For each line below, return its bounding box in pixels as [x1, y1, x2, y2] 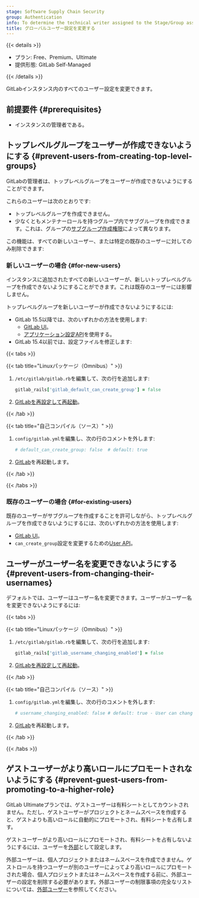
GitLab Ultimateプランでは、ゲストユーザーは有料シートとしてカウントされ [6, 801, 189, 808]
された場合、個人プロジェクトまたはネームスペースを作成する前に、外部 [6, 871, 182, 878]
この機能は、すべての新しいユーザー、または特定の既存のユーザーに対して [6, 237, 187, 245]
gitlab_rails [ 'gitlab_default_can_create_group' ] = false [14, 387, 161, 393]
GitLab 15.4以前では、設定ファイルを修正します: [14, 338, 132, 345]
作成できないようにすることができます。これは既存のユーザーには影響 [21, 283, 192, 291]
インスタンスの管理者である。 [14, 121, 88, 128]
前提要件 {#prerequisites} [6, 104, 102, 115]
